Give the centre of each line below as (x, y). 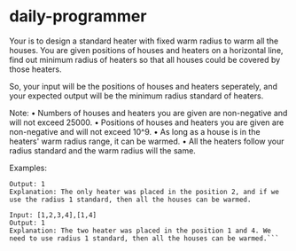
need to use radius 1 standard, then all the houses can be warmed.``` (144, 238)
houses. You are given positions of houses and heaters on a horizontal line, (146, 50)
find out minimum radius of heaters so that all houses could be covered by (145, 59)
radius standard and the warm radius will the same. (103, 150)
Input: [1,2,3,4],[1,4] (53, 215)
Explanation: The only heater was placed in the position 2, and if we (144, 192)
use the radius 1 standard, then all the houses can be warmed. (130, 200)
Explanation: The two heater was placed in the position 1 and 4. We (140, 231)
